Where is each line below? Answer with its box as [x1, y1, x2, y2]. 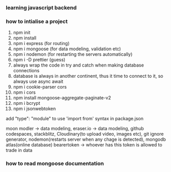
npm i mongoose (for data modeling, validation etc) [13, 46, 121, 52]
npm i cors [13, 89, 36, 96]
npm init [13, 30, 31, 36]
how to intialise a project [6, 17, 68, 25]
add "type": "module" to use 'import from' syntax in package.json [6, 116, 143, 122]
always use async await [13, 78, 63, 84]
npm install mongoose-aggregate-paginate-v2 [13, 95, 111, 101]
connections [13, 68, 40, 74]
